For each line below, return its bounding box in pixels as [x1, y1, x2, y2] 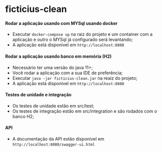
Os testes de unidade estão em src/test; [12, 103, 94, 109]
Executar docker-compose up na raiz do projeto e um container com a [12, 31, 153, 37]
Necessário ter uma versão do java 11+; [12, 64, 93, 70]
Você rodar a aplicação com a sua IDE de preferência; [12, 70, 123, 76]
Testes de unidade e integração [5, 92, 72, 98]
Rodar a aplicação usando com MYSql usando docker [5, 20, 118, 26]
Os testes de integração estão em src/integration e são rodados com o [12, 108, 158, 114]
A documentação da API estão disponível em [12, 136, 104, 142]
